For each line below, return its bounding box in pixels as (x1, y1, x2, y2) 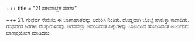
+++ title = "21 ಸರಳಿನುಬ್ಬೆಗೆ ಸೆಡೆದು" (6, 5, 77, 12)
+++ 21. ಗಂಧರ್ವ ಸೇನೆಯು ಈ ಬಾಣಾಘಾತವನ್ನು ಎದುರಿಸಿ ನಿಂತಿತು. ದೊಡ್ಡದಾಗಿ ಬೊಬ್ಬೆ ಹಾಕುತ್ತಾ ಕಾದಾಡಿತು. (6, 17, 189, 23)
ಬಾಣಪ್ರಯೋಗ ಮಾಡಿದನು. (6, 29, 52, 36)
